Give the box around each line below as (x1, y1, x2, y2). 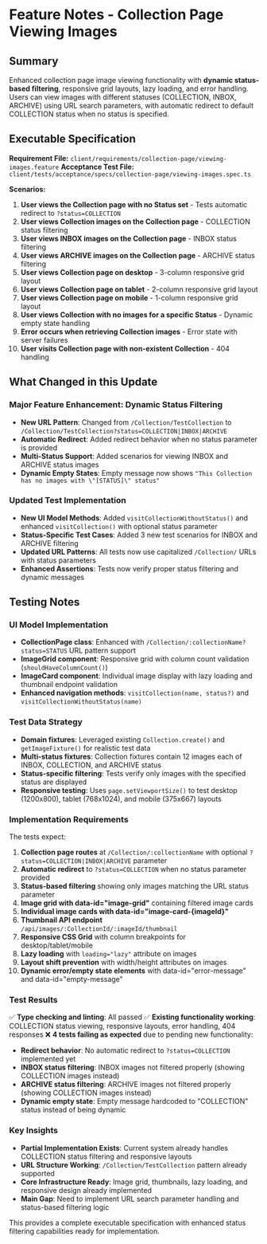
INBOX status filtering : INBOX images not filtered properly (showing (20, 1062, 245, 1073)
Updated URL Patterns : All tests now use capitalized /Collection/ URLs (20, 547, 257, 556)
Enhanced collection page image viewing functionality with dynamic (9, 76, 234, 84)
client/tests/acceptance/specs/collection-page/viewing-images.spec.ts (9, 170, 251, 179)
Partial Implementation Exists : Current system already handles (20, 1143, 229, 1152)
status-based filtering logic (20, 1202, 110, 1212)
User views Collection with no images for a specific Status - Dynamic (20, 309, 253, 320)
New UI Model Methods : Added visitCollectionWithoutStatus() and (20, 512, 249, 523)
